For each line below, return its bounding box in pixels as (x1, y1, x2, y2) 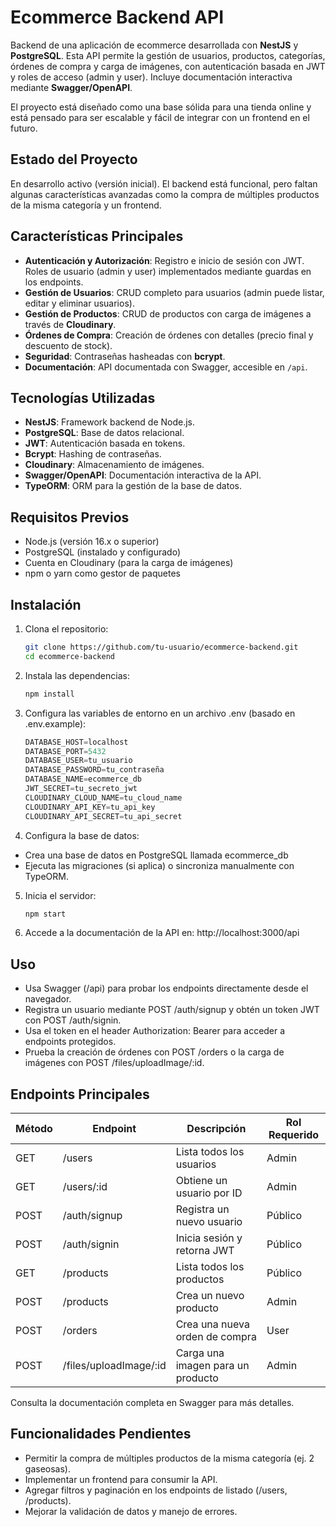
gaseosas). (24, 1462, 71, 1475)
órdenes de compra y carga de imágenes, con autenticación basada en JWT (10, 60, 326, 72)
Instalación (10, 596, 82, 613)
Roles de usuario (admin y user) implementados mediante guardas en (24, 265, 312, 277)
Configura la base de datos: (24, 829, 140, 841)
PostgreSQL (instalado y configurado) (24, 546, 181, 558)
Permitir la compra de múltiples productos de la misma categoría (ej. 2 (24, 1452, 315, 1464)
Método (15, 1122, 53, 1135)
